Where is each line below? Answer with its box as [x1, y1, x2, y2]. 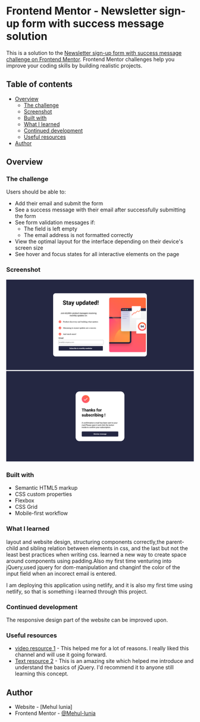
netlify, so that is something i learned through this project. [6, 588, 148, 595]
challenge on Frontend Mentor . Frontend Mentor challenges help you [6, 56, 174, 63]
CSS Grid [14, 503, 37, 511]
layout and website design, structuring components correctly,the [6, 538, 165, 545]
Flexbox [14, 497, 35, 504]
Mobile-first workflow [14, 509, 68, 517]
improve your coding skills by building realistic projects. [6, 62, 143, 69]
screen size [14, 244, 43, 251]
